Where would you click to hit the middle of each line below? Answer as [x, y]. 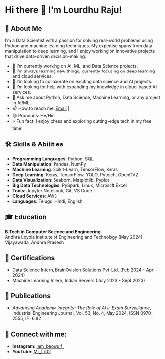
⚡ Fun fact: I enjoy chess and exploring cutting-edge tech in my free [82, 121]
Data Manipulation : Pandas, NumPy [49, 164]
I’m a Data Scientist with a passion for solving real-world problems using [79, 40]
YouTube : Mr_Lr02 [31, 352]
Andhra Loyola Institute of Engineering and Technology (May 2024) [74, 237]
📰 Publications [28, 296]
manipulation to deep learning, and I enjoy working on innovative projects [80, 51]
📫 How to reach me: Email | [41, 108]
